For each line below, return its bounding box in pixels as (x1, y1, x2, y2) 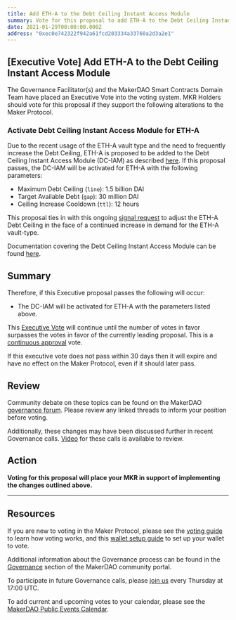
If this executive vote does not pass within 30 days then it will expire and (7, 352, 218, 361)
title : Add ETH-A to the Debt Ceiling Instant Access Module (7, 10, 190, 18)
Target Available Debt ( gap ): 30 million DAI (17, 193, 139, 201)
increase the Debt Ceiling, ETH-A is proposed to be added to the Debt (7, 149, 209, 157)
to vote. (7, 541, 29, 550)
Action (7, 455, 37, 467)
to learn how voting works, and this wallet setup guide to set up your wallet (7, 534, 225, 542)
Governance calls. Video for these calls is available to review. (7, 434, 184, 443)
